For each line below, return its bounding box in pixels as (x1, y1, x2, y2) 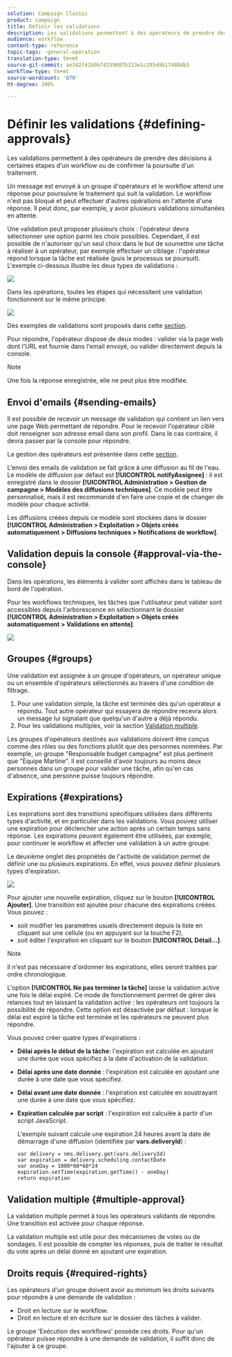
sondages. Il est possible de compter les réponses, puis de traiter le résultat (7, 1240, 223, 1249)
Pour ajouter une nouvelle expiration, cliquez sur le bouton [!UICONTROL (7, 894, 215, 902)
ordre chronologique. (7, 970, 68, 979)
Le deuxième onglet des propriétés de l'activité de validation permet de (7, 852, 211, 860)
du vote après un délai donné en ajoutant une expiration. (7, 1247, 168, 1255)
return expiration (17, 1175, 70, 1182)
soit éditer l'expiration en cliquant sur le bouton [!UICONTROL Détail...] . (17, 936, 222, 945)
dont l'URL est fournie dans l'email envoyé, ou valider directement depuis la (7, 343, 222, 351)
